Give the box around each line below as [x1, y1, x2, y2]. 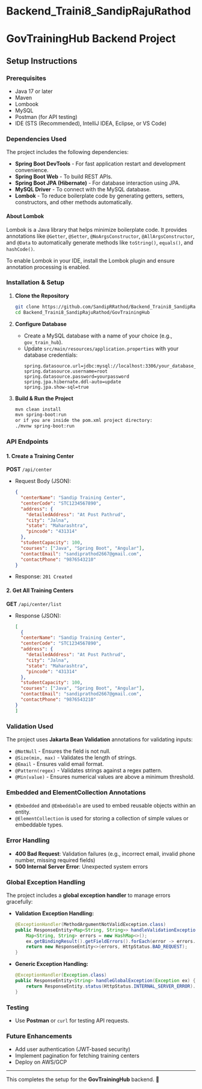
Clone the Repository [14, 292, 69, 299]
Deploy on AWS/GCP [14, 1058, 67, 1066]
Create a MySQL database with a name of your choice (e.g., [23, 332, 173, 339]
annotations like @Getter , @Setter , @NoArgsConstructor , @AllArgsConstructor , [6, 232, 195, 240]
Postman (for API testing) [14, 113, 78, 121]
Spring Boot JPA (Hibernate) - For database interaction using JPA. [14, 179, 180, 187]
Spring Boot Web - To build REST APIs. [14, 173, 112, 180]
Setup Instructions [6, 56, 78, 66]
